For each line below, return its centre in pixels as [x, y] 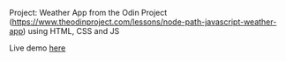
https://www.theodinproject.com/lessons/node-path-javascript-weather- [144, 22]
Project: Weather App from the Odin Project [88, 13]
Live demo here [38, 48]
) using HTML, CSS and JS [71, 31]
